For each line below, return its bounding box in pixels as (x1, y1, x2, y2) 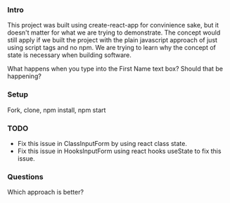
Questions (7, 171, 44, 181)
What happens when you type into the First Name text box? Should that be (7, 65, 224, 73)
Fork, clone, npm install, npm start (7, 106, 106, 114)
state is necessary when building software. (7, 51, 132, 59)
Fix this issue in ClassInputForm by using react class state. (17, 139, 188, 147)
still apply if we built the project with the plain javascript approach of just (7, 36, 218, 44)
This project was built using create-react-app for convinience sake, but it (7, 21, 219, 30)
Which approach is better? (7, 188, 84, 197)
